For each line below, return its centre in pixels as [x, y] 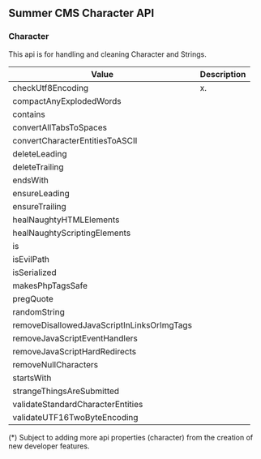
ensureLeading [41, 193]
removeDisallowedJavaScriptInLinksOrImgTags [103, 325]
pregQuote [33, 298]
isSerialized [34, 272]
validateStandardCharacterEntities [78, 404]
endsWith [30, 180]
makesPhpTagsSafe [50, 285]
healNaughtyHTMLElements [66, 220]
